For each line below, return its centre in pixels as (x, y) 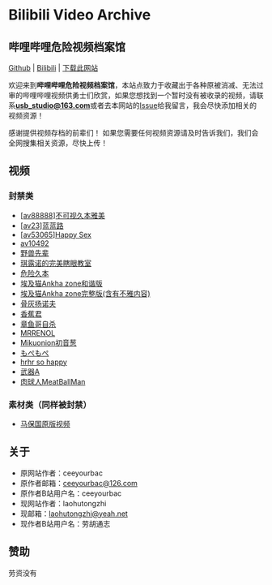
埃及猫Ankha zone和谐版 (61, 283)
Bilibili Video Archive (80, 15)
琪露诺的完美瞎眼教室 (55, 263)
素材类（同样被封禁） (50, 405)
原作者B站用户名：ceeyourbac (71, 493)
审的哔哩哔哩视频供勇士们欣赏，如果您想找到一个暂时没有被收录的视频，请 (132, 95)
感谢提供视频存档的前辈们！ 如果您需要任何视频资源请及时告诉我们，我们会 (134, 133)
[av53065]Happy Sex (55, 234)
